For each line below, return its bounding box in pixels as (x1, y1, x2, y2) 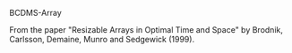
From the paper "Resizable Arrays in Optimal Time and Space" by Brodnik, (9, 25, 284, 34)
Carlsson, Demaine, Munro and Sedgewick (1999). (9, 34, 195, 44)
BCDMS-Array (9, 8, 63, 18)
